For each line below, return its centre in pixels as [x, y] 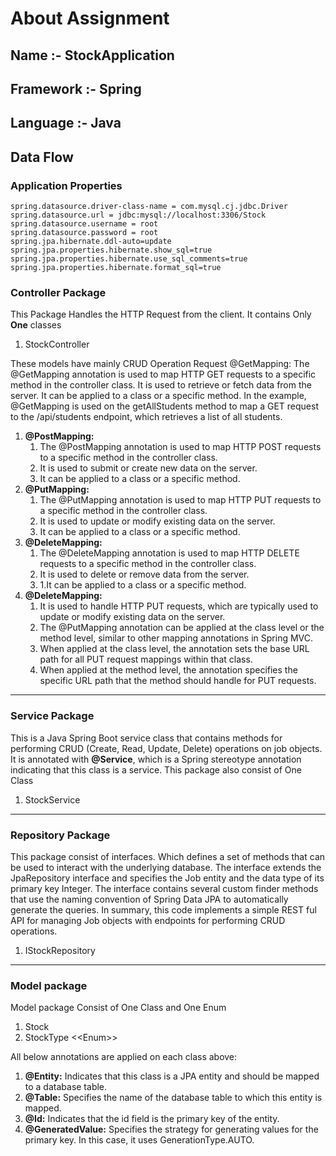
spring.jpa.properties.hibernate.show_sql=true [111, 250]
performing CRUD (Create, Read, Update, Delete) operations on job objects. [166, 748]
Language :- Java [66, 123]
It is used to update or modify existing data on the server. [157, 521]
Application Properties [66, 185]
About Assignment [90, 18]
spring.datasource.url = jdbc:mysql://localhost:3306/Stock [138, 215]
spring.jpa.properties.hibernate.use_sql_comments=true [129, 259]
